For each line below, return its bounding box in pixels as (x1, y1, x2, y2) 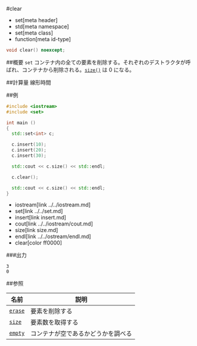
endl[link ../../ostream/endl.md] (14, 233, 91, 240)
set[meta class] (14, 29, 54, 36)
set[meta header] (14, 17, 58, 23)
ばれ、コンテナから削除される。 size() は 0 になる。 (6, 66, 135, 73)
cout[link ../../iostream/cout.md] (14, 220, 93, 227)
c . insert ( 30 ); (11, 153, 47, 159)
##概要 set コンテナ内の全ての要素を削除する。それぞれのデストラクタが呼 (6, 58, 191, 66)
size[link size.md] (14, 227, 59, 234)
